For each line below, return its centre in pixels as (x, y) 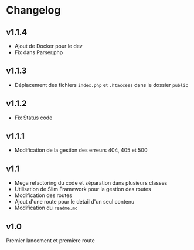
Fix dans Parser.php (39, 52)
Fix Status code (33, 118)
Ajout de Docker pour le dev (49, 46)
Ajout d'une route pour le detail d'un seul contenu (74, 202)
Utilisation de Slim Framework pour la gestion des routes (83, 189)
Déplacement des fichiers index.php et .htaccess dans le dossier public (101, 85)
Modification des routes (43, 195)
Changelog (33, 10)
